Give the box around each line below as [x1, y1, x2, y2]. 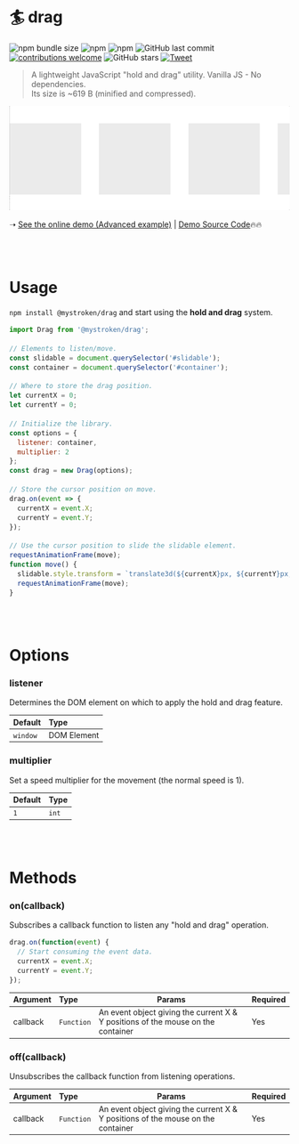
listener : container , [17, 438, 98, 447]
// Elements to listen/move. [9, 344, 117, 353]
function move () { [9, 560, 77, 570]
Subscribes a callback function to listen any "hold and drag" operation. [9, 920, 270, 930]
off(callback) [9, 1051, 67, 1063]
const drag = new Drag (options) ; [9, 467, 133, 475]
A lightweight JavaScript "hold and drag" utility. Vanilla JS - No [30, 69, 263, 80]
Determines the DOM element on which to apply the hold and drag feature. [9, 697, 283, 708]
